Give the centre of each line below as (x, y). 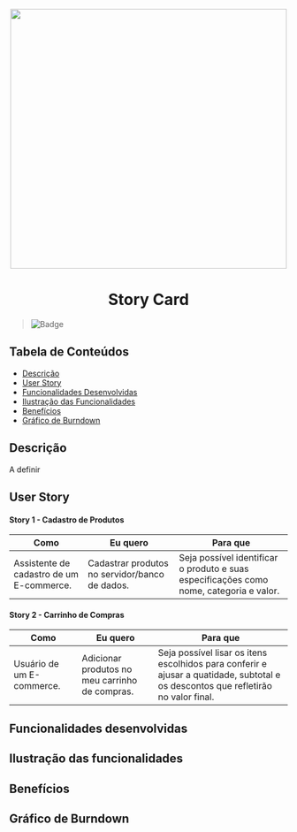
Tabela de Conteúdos (69, 352)
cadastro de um (46, 575)
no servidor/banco (126, 575)
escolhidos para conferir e (213, 664)
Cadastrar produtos (129, 563)
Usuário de (36, 664)
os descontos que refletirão (215, 686)
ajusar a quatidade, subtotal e (219, 675)
